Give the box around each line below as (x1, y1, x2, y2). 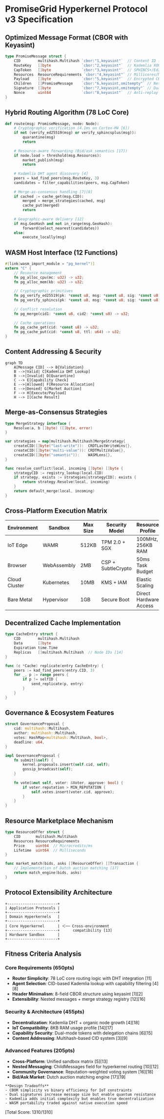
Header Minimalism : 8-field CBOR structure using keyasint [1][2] (12, 991, 143, 997)
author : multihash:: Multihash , (14, 731, 78, 736)
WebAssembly (42, 562, 76, 569)
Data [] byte (14, 641, 51, 646)
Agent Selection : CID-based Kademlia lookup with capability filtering (12, 981, 152, 987)
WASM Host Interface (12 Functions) (5, 248, 118, 257)
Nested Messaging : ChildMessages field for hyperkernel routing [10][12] (12, 1063, 159, 1069)
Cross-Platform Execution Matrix (5, 507, 107, 515)
